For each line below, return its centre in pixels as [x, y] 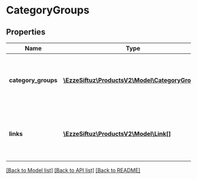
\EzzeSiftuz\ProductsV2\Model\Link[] [117, 134]
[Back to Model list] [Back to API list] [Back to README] [73, 170]
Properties [26, 32]
